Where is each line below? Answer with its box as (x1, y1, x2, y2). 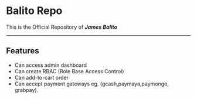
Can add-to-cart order (14, 74, 69, 81)
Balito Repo (6, 4, 63, 18)
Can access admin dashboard (14, 62, 87, 69)
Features (6, 46, 39, 56)
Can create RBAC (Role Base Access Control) (14, 67, 124, 74)
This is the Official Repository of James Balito (6, 23, 118, 30)
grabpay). (14, 86, 39, 93)
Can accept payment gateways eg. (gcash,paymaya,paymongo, (14, 80, 169, 87)
